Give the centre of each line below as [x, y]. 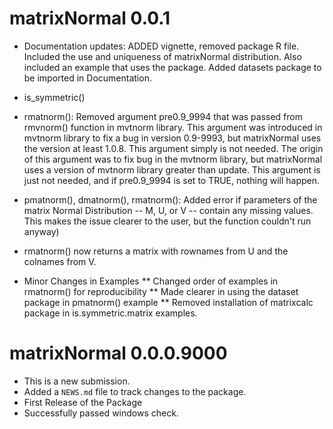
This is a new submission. [77, 381]
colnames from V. [60, 261]
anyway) [41, 231]
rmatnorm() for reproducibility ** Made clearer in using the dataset [161, 291]
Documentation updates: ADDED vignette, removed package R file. [161, 46]
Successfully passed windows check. [101, 413]
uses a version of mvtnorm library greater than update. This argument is [172, 169]
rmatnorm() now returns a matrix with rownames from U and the [156, 251]
